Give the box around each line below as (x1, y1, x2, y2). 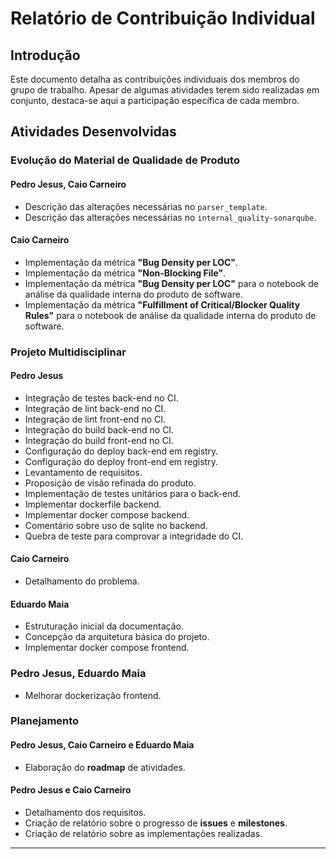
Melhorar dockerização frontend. (24, 689, 162, 701)
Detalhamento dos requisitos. (24, 806, 147, 818)
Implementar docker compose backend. (24, 508, 190, 521)
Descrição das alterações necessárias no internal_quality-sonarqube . (24, 211, 317, 223)
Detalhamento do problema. (24, 575, 140, 587)
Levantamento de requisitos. (24, 466, 143, 478)
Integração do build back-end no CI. (24, 423, 175, 436)
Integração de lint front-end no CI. (24, 413, 166, 425)
